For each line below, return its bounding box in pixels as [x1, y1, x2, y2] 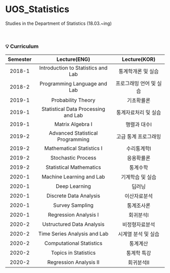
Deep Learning [55, 183, 91, 190]
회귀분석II [127, 259, 150, 266]
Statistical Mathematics [45, 164, 101, 171]
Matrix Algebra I [54, 121, 93, 128]
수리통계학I [126, 145, 151, 152]
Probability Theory [51, 97, 96, 104]
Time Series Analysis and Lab [38, 230, 109, 238]
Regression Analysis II [47, 259, 100, 266]
